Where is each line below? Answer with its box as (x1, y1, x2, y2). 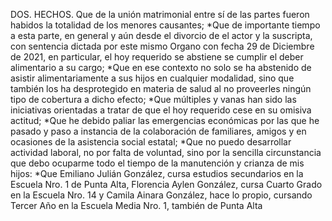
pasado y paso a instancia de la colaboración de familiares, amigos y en (10, 125, 307, 137)
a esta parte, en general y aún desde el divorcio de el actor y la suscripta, (10, 30, 313, 41)
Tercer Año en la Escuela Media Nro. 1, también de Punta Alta (10, 200, 263, 211)
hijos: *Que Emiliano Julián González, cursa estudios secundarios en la (10, 168, 304, 179)
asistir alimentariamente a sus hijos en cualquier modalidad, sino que (10, 72, 295, 84)
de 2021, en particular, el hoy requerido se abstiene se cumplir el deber (10, 51, 304, 63)
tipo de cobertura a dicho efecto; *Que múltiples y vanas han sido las (10, 94, 297, 105)
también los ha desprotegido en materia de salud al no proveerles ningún (10, 83, 312, 94)
